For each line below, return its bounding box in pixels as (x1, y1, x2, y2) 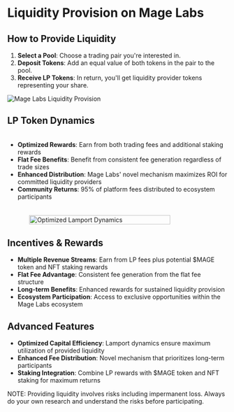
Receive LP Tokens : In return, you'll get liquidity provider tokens (17, 73, 203, 82)
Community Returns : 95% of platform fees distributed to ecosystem (17, 185, 215, 194)
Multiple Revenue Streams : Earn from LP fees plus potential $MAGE (17, 255, 215, 264)
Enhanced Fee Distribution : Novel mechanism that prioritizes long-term (17, 354, 225, 362)
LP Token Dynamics (7, 115, 96, 127)
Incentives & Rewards (7, 236, 103, 249)
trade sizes (17, 163, 50, 171)
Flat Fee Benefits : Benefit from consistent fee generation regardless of (17, 155, 222, 164)
